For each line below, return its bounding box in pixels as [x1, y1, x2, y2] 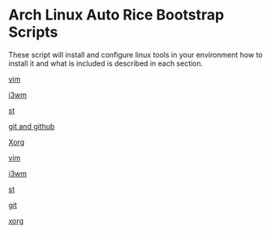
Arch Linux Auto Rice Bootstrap [8, 6, 225, 24]
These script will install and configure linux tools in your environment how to [8, 50, 263, 59]
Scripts [8, 23, 58, 41]
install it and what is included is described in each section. [8, 58, 204, 68]
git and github [8, 121, 55, 131]
